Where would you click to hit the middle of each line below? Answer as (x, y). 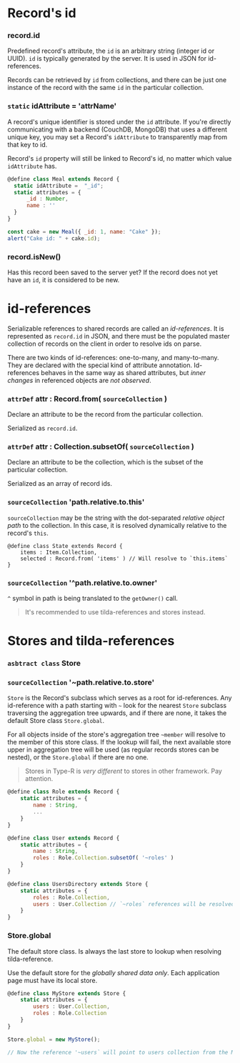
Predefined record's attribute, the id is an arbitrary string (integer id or (111, 51)
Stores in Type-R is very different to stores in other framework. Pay (124, 771)
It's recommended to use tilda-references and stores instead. (115, 612)
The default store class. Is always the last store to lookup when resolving (114, 951)
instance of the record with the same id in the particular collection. (106, 88)
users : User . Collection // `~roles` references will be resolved (134, 904)
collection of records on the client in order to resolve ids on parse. (105, 344)
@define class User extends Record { (64, 838)
